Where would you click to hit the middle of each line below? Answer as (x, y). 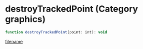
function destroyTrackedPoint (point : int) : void (56, 32)
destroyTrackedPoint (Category (72, 9)
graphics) (25, 19)
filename (14, 41)
